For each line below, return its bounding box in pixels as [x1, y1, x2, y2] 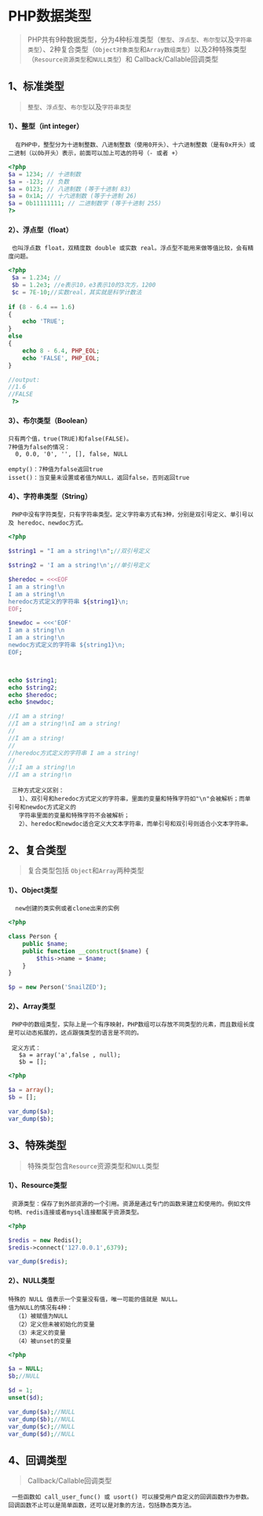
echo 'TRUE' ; [22, 318, 65, 326]
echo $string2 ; [8, 684, 58, 692]
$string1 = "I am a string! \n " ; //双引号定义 [8, 548, 151, 555]
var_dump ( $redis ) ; [8, 1258, 68, 1266]
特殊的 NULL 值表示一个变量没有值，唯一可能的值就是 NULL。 [8, 1295, 182, 1303]
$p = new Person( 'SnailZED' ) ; [8, 983, 108, 991]
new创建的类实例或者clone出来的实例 [15, 905, 120, 913]
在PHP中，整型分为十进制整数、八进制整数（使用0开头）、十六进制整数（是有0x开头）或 [15, 141, 256, 149]
